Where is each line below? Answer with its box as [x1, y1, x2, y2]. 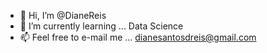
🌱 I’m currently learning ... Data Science [19, 20, 184, 32]
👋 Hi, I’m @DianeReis [19, 10, 107, 21]
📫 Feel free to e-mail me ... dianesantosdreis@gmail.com [19, 31, 257, 43]
